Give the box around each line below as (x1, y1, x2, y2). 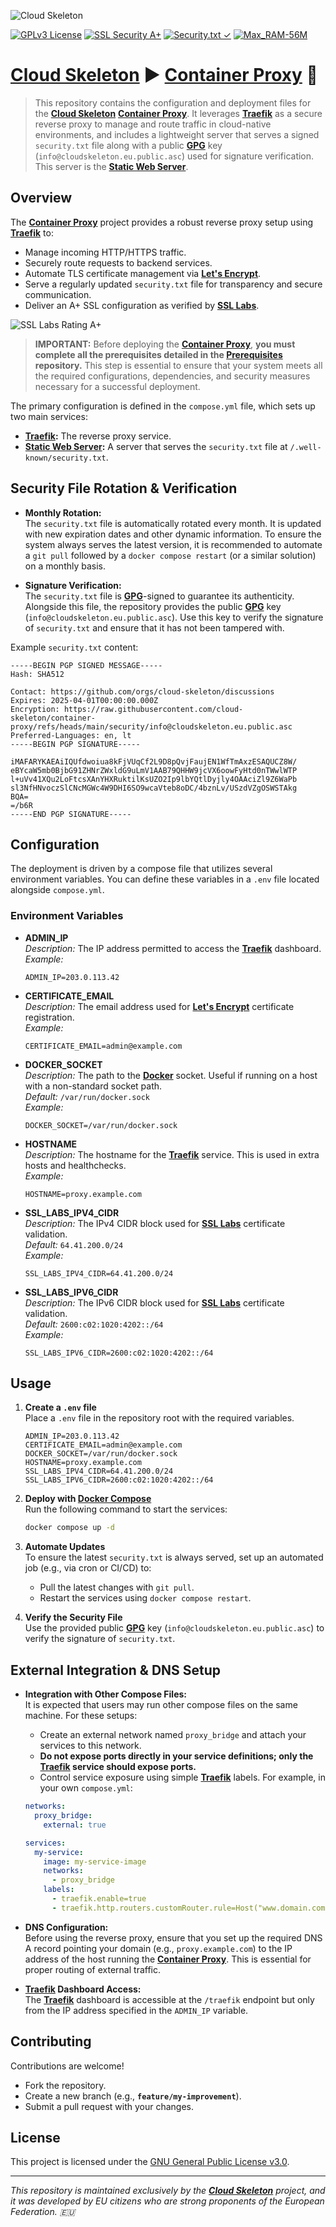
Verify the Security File (24, 1611, 123, 1624)
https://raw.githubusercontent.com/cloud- (63, 704, 244, 714)
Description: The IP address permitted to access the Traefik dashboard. (24, 942, 322, 954)
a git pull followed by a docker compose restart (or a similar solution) (24, 549, 317, 561)
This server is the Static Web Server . (34, 160, 189, 172)
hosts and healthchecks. (24, 1159, 127, 1171)
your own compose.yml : (39, 1782, 133, 1794)
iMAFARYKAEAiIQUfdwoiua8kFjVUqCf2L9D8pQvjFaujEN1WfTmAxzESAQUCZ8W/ (10, 756, 298, 767)
